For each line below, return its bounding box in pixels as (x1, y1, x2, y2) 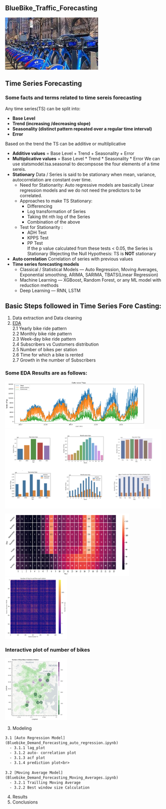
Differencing (27, 203, 53, 209)
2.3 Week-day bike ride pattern (12, 336, 76, 342)
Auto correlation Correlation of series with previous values (12, 256, 133, 262)
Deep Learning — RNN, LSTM (19, 288, 81, 294)
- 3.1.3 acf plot (9, 755, 46, 760)
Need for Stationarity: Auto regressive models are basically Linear (19, 182, 155, 188)
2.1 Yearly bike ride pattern (12, 325, 67, 332)
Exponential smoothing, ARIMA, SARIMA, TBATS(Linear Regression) (19, 272, 159, 278)
